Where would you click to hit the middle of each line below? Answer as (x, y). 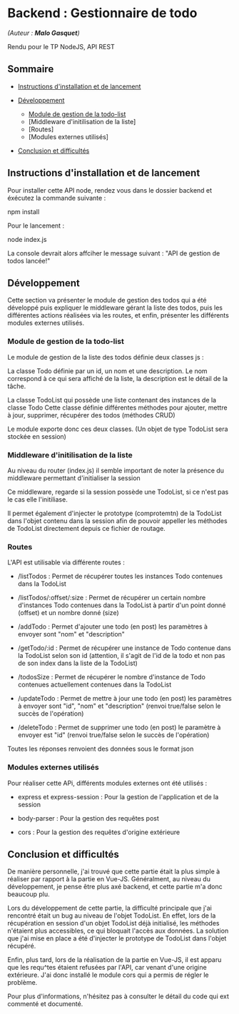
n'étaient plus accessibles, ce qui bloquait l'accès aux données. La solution (118, 931)
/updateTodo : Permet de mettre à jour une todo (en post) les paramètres (124, 699)
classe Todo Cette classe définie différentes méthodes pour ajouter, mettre (117, 407)
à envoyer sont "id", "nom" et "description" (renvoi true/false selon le (119, 706)
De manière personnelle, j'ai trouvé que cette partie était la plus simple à (114, 871)
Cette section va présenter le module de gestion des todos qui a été (107, 300)
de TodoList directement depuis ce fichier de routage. (86, 528)
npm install (24, 211)
